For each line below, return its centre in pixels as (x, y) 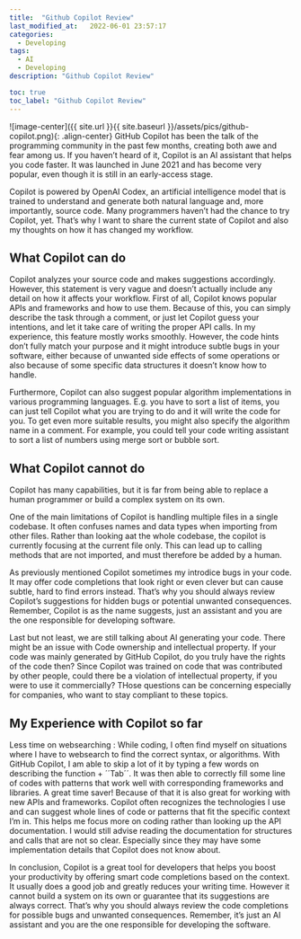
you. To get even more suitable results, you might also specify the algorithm (150, 421)
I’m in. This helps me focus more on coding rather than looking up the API (145, 821)
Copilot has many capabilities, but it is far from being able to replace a (139, 490)
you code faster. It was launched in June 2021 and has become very (136, 164)
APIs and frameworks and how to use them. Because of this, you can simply (150, 308)
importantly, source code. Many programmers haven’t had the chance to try (150, 210)
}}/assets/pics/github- (208, 126)
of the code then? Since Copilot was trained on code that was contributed (146, 667)
